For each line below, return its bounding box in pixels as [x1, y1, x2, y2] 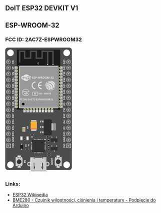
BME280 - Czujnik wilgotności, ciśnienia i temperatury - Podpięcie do [12, 197, 156, 203]
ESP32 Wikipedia [12, 192, 48, 198]
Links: [5, 180, 20, 187]
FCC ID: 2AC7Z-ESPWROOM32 [5, 36, 82, 43]
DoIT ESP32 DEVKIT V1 [5, 4, 78, 12]
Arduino [12, 202, 29, 208]
